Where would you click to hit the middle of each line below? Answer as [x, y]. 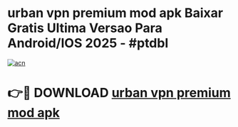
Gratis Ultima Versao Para [85, 28]
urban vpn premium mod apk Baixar [115, 13]
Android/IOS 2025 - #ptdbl [88, 43]
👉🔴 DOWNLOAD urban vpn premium [119, 93]
